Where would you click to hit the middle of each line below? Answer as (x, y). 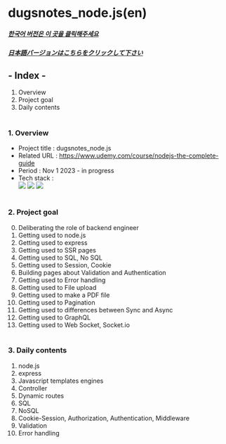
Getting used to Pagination (56, 302)
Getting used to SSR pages (57, 250)
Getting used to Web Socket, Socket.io (74, 324)
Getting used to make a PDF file (64, 295)
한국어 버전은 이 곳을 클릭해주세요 (53, 34)
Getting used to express (53, 242)
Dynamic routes (41, 395)
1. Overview (28, 133)
